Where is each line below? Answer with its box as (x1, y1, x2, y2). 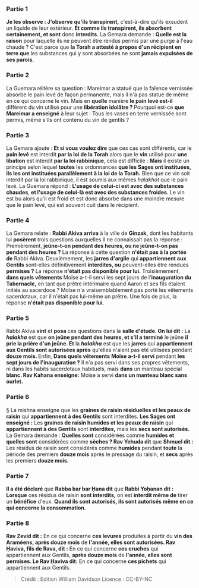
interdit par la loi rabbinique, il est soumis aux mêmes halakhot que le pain (6, 176, 188, 183)
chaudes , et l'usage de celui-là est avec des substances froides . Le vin (6, 188, 185, 196)
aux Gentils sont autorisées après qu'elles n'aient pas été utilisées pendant (6, 347, 192, 354)
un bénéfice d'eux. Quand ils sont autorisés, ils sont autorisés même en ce (6, 498, 194, 505)
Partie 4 (6, 216, 30, 224)
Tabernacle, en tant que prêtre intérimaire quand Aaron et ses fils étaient (6, 280, 185, 287)
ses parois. (6, 56, 34, 64)
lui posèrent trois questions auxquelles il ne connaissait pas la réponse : (6, 236, 183, 243)
